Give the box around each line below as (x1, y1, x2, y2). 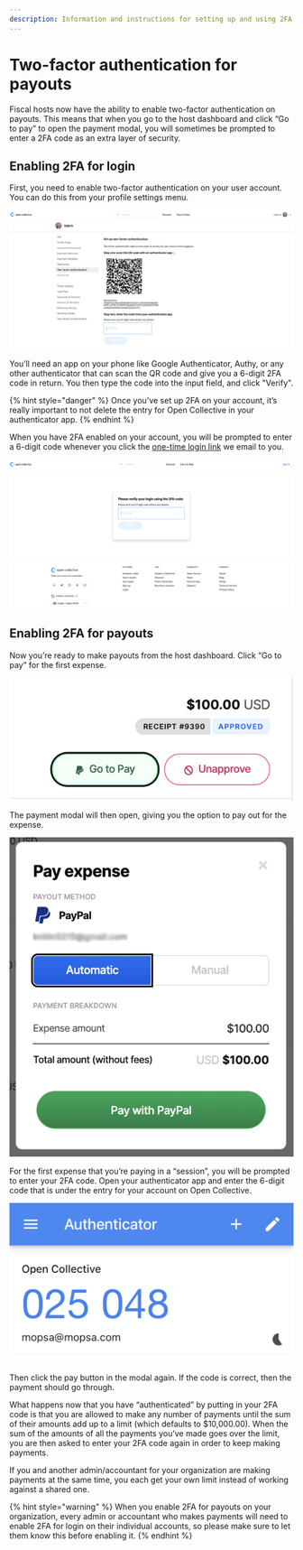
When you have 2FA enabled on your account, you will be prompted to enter (9, 432, 293, 442)
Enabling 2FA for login (9, 158, 136, 173)
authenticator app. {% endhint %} (9, 413, 135, 424)
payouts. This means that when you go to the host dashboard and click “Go (9, 113, 289, 124)
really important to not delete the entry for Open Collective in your (9, 404, 254, 415)
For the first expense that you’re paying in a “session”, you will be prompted (9, 1165, 290, 1177)
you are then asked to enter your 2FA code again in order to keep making (9, 1438, 281, 1449)
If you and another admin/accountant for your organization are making (9, 1465, 271, 1476)
